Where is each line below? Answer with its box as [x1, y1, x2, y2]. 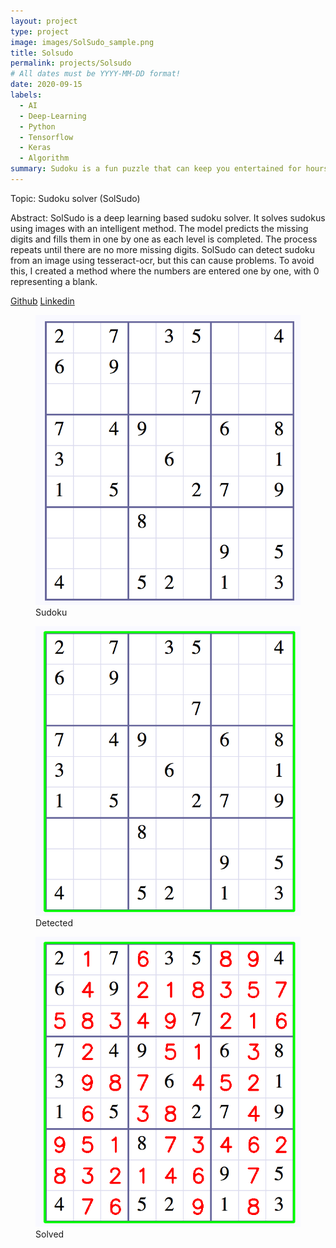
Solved [35, 1228, 65, 1240]
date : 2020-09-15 [10, 80, 83, 90]
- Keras [19, 143, 52, 153]
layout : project [10, 16, 78, 26]
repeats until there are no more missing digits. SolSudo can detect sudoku [10, 243, 316, 255]
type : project [10, 26, 70, 37]
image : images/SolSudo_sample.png [10, 37, 155, 47]
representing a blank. [10, 275, 98, 287]
